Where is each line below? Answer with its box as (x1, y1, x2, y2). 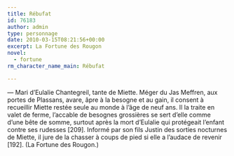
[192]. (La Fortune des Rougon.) (7, 140, 99, 148)
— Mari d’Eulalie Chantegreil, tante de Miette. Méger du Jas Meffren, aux (7, 88, 218, 96)
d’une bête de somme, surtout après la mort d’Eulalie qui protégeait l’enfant (7, 117, 225, 126)
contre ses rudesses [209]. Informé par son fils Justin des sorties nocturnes (7, 125, 228, 134)
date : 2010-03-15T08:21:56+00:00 (7, 37, 105, 44)
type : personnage (7, 30, 58, 37)
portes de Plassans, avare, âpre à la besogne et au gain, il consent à (7, 96, 205, 104)
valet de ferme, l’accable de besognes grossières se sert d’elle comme (7, 110, 212, 119)
